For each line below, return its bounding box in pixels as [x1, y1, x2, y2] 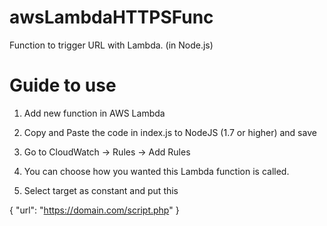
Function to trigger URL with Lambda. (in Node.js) [9, 39, 214, 51]
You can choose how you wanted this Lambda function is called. [23, 165, 290, 177]
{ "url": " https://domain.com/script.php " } [9, 204, 180, 216]
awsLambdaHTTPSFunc [9, 6, 214, 29]
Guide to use [9, 74, 117, 97]
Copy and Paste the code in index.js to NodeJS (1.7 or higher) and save [23, 126, 317, 138]
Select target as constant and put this [23, 184, 179, 196]
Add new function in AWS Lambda [23, 107, 166, 119]
